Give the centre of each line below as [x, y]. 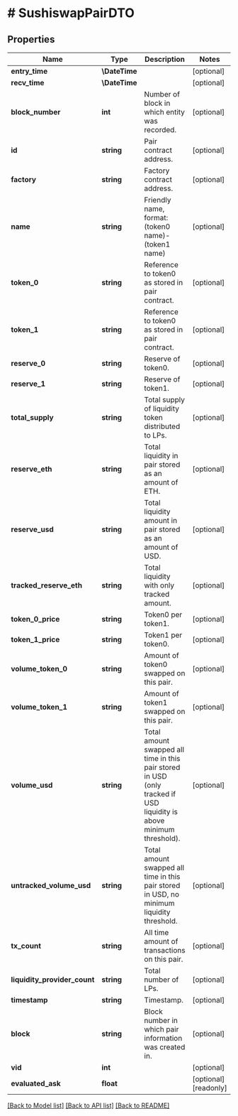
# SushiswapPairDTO [71, 13]
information [163, 1038]
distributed [162, 426]
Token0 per [163, 614]
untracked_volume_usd [51, 885]
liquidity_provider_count [53, 980]
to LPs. [155, 435]
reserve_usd [33, 529]
